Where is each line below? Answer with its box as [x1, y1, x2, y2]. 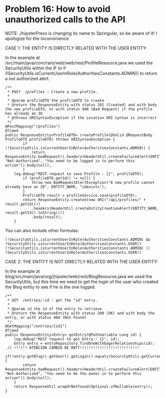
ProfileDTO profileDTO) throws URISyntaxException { [5, 137, 115, 142]
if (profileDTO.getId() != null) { [23, 176, 96, 181]
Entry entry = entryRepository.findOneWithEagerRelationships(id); [14, 341, 155, 346]
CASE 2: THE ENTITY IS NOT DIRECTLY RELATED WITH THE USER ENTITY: [5, 258, 159, 264]
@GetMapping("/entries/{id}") [5, 324, 67, 328]
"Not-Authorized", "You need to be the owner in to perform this [5, 371, 141, 376]
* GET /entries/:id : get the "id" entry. [7, 297, 98, 303]
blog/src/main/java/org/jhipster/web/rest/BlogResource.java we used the [5, 273, 152, 279]
